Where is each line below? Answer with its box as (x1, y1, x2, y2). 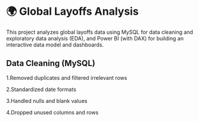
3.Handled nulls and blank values (6, 97, 88, 104)
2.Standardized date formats (6, 86, 76, 93)
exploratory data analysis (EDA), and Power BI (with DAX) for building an (6, 35, 184, 42)
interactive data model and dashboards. (6, 41, 104, 48)
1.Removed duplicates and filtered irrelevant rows (6, 74, 128, 81)
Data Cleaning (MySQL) (6, 58, 95, 68)
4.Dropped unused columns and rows (6, 108, 99, 116)
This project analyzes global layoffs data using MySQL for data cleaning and (6, 28, 194, 36)
